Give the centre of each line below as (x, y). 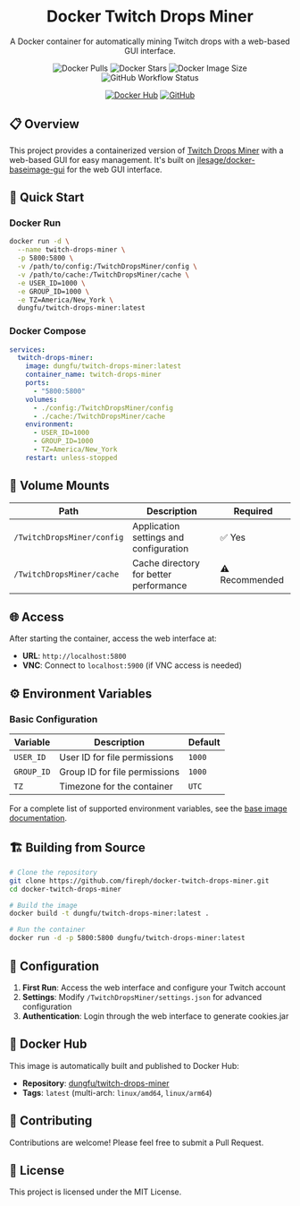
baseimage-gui (37, 169)
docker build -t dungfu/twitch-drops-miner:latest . (109, 914)
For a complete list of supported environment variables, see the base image (148, 808)
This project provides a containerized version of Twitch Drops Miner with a (146, 150)
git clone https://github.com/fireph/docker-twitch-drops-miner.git (139, 881)
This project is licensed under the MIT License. (96, 1192)
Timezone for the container (116, 787)
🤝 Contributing (51, 1121)
